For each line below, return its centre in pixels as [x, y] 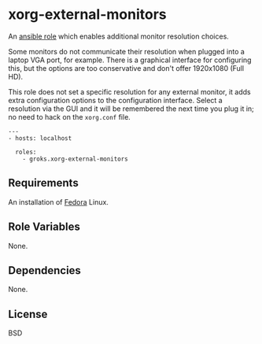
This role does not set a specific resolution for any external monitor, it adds [129, 91]
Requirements [43, 183]
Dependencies [44, 270]
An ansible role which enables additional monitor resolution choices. [119, 36]
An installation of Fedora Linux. [58, 202]
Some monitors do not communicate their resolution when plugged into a [127, 51]
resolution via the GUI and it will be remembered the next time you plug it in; [131, 109]
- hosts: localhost [40, 138]
